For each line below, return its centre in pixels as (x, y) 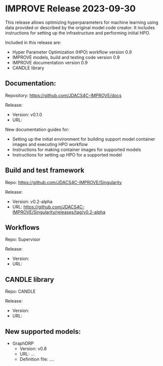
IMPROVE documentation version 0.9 (50, 62)
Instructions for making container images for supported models (77, 150)
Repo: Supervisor (23, 239)
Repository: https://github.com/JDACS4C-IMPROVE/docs (63, 95)
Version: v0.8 (33, 349)
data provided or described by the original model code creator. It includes (80, 27)
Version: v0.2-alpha (32, 202)
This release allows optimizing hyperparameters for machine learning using (82, 22)
